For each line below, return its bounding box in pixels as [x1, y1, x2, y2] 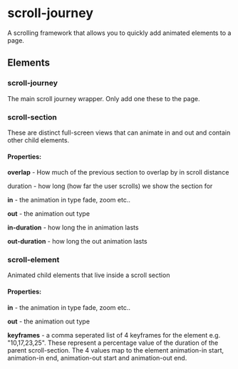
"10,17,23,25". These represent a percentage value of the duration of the [7, 338, 219, 347]
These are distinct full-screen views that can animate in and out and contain [7, 128, 231, 137]
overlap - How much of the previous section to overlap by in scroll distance [7, 168, 229, 177]
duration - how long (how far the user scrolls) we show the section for [7, 182, 213, 190]
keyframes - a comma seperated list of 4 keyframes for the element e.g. [7, 331, 221, 339]
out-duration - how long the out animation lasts [7, 237, 148, 246]
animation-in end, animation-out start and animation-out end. [7, 353, 187, 362]
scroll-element [7, 255, 60, 265]
